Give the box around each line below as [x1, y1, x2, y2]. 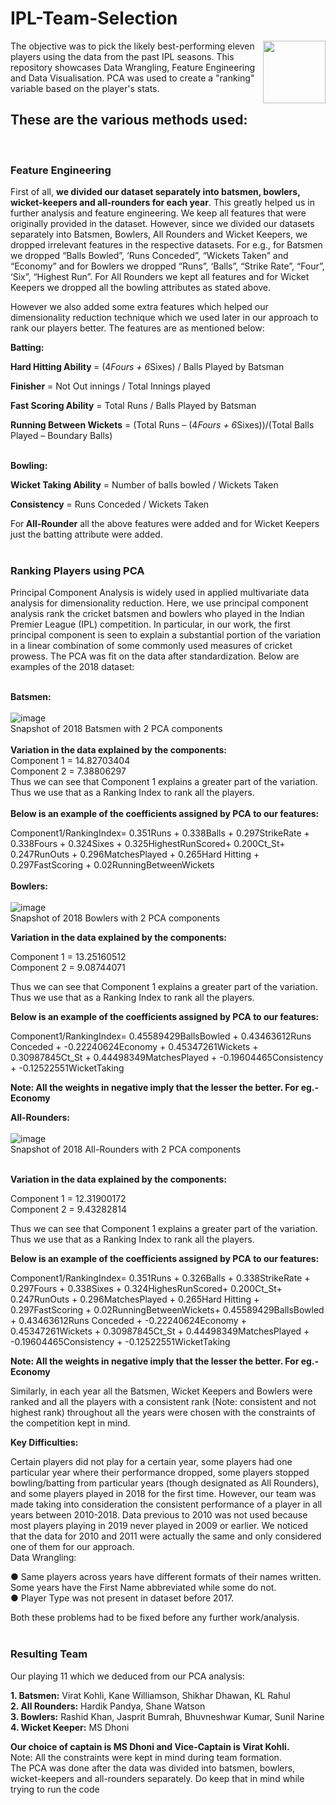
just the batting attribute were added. [10, 528, 163, 541]
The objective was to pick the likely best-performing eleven [10, 40, 255, 52]
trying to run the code [10, 1783, 100, 1795]
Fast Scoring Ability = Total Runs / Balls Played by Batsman [10, 400, 257, 412]
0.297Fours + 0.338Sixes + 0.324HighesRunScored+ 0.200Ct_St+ [10, 1283, 283, 1295]
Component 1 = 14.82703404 [10, 755, 131, 767]
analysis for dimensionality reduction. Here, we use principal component [10, 597, 309, 609]
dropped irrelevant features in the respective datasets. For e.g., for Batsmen [10, 239, 323, 251]
